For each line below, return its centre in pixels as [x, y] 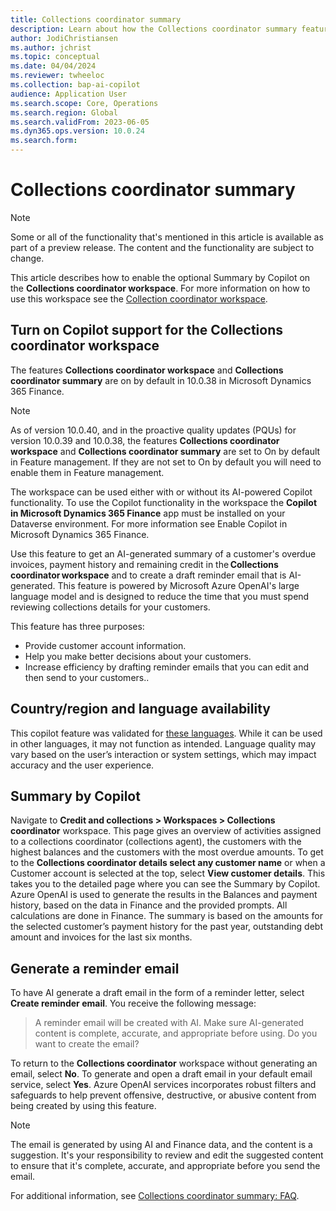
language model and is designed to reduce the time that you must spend [160, 596]
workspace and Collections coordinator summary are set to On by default [165, 451]
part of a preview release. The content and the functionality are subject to [162, 247]
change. [27, 258]
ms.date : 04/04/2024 [53, 66]
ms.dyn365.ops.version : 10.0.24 [77, 131]
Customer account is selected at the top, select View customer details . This [168, 873]
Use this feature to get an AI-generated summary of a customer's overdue [163, 553]
